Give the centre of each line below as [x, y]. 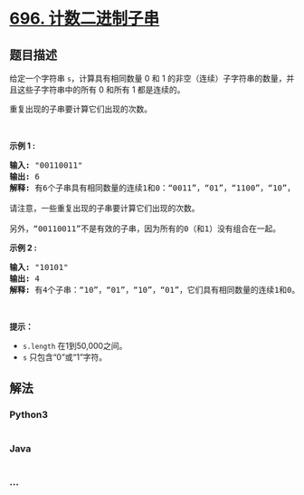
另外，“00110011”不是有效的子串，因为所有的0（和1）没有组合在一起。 [145, 229]
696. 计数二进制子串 [85, 19]
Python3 [28, 415]
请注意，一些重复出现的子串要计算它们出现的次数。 [104, 208]
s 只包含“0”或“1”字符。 [65, 357]
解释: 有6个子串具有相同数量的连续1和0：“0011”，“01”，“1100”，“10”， [152, 188]
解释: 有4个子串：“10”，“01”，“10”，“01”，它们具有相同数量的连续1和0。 [155, 290]
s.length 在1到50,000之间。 [75, 346]
